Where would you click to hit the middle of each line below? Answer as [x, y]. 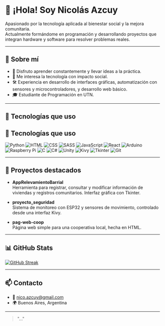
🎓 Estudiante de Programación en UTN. [53, 94]
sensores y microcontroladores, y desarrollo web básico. [70, 89]
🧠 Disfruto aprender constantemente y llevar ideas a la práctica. [77, 71]
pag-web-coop [28, 222]
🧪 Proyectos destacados [43, 170]
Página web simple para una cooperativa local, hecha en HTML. [77, 227]
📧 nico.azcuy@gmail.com [38, 297]
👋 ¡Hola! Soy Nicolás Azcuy [61, 10]
